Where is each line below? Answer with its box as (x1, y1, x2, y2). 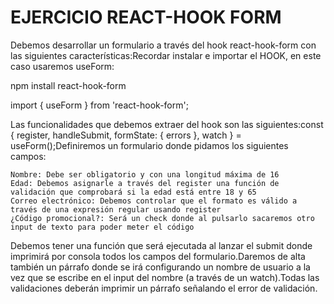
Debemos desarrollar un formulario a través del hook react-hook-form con (10, 39, 317, 51)
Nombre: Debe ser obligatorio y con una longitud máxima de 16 (10, 169, 280, 180)
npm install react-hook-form (10, 79, 127, 91)
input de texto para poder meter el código (10, 222, 195, 232)
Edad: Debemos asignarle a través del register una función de (10, 178, 280, 188)
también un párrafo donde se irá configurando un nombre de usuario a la (10, 261, 311, 273)
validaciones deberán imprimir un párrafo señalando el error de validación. (10, 282, 318, 294)
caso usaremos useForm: (10, 60, 115, 72)
